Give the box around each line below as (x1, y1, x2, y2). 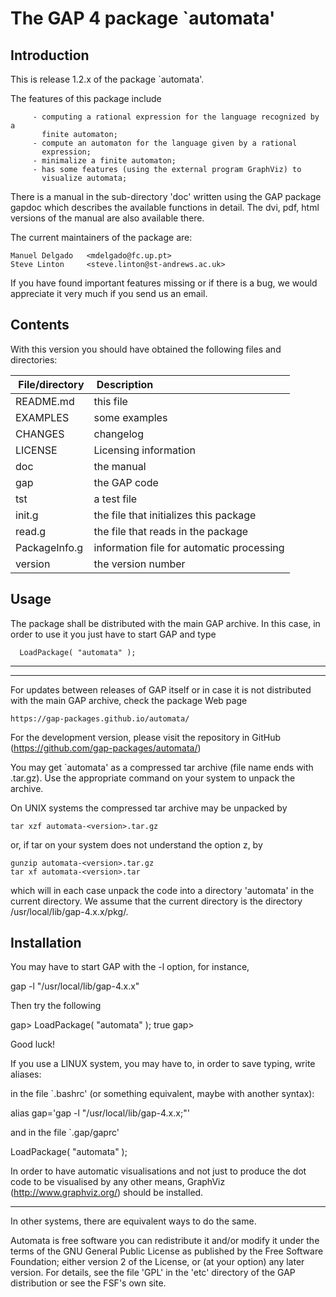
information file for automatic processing (93, 540, 285, 554)
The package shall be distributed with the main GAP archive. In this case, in (10, 617, 321, 629)
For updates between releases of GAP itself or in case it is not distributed (10, 683, 312, 696)
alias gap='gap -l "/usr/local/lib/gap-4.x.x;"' (10, 1107, 190, 1119)
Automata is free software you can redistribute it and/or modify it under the (10, 1235, 320, 1247)
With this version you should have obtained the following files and (10, 343, 282, 355)
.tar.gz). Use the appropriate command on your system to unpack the (10, 772, 296, 784)
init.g (15, 508, 39, 522)
